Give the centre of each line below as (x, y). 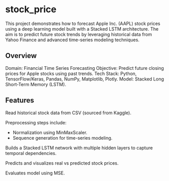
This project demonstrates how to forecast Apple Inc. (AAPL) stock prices (83, 23)
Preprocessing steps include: (36, 122)
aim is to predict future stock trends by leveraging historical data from (79, 34)
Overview (21, 56)
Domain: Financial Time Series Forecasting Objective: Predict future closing (85, 68)
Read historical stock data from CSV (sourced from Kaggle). (68, 113)
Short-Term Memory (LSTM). (36, 84)
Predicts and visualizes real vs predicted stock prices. (62, 163)
